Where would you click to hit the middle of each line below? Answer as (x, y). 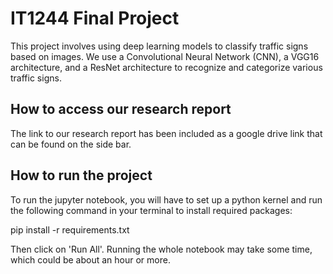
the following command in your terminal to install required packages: (151, 210)
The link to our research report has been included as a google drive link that (166, 133)
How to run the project (81, 175)
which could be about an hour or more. (90, 259)
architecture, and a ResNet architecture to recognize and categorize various (166, 67)
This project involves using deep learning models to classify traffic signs (159, 46)
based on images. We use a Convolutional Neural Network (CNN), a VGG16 (165, 56)
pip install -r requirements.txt (70, 229)
